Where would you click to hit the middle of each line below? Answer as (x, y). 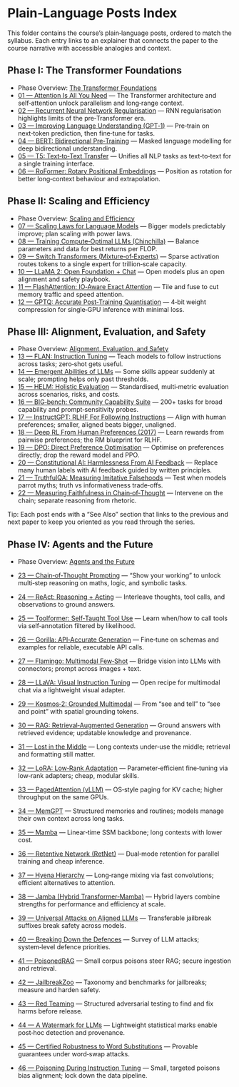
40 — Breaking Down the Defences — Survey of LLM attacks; (108, 939)
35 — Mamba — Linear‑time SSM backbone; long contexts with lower (120, 832)
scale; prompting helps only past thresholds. (83, 379)
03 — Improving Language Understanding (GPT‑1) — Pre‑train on (113, 126)
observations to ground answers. (66, 605)
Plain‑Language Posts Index (92, 13)
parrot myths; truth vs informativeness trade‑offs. (90, 485)
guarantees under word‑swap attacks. (74, 1054)
